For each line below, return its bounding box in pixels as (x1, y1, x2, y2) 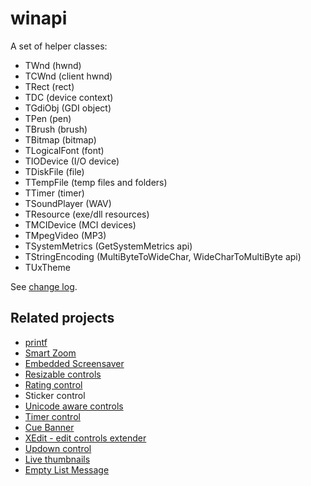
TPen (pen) (24, 112, 72, 124)
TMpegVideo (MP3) (24, 229, 107, 241)
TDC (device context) (24, 91, 114, 103)
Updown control (24, 442, 92, 454)
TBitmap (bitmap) (24, 133, 97, 146)
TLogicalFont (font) (24, 144, 105, 156)
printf (24, 336, 48, 348)
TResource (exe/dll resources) (24, 208, 150, 220)
